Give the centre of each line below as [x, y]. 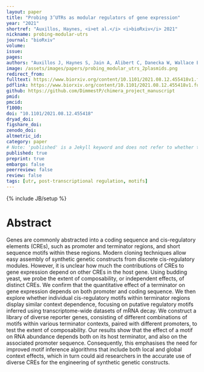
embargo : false [25, 164]
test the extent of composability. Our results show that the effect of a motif [100, 330]
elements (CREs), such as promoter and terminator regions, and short [93, 246]
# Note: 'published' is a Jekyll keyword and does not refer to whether [100, 147]
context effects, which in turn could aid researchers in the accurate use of [99, 356]
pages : [15, 57]
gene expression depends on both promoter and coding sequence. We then [101, 291]
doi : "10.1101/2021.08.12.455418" [50, 113]
